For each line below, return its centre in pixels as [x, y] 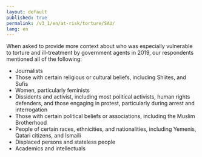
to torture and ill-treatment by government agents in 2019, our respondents [100, 53]
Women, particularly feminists [52, 90]
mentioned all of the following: [44, 59]
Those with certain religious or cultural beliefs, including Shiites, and [100, 77]
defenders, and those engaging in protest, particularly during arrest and [105, 103]
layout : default [27, 12]
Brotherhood [31, 123]
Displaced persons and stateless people [65, 142]
